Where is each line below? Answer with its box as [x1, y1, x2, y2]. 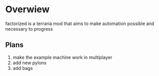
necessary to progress [5, 26, 53, 32]
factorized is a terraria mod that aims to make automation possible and [5, 20, 155, 27]
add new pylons [12, 60, 47, 66]
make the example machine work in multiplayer [12, 54, 113, 60]
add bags [12, 65, 33, 71]
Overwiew [5, 4, 50, 15]
